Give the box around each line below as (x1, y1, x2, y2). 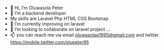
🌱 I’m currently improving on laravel (10, 21, 85, 27)
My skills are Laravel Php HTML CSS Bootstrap (10, 16, 108, 21)
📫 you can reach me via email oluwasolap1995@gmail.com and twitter (10, 32, 159, 38)
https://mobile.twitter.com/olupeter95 (10, 39, 89, 45)
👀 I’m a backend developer (10, 10, 66, 16)
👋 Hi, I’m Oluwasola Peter (10, 5, 64, 11)
